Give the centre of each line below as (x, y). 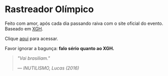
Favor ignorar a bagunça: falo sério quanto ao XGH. (59, 48)
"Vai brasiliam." (34, 58)
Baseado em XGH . (24, 28)
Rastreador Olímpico (49, 9)
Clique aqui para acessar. (31, 39)
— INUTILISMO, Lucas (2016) (48, 68)
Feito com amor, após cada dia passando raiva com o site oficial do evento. (84, 23)
